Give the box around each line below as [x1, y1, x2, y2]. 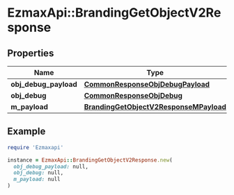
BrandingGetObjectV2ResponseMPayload [84, 102, 226, 112]
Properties [7, 47, 54, 59]
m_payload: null [13, 176, 61, 183]
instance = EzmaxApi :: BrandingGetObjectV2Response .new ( [7, 156, 173, 164]
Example [7, 126, 46, 137]
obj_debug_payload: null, [13, 163, 89, 170]
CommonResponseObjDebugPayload [84, 80, 210, 89]
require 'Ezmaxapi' [7, 144, 64, 151]
